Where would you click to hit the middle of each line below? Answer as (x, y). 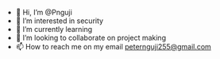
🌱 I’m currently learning (54, 29)
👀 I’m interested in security (60, 21)
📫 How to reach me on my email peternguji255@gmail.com (114, 47)
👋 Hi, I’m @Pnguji (44, 12)
